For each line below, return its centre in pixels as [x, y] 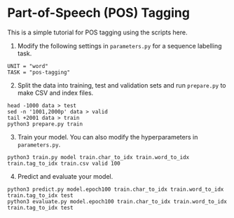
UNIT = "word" [28, 66]
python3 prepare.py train [45, 124]
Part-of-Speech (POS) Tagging [99, 13]
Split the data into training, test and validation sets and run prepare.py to [122, 85]
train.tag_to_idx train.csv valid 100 [64, 163]
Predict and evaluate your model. [65, 176]
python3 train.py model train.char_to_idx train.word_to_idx [98, 157]
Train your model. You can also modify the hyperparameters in [108, 137]
